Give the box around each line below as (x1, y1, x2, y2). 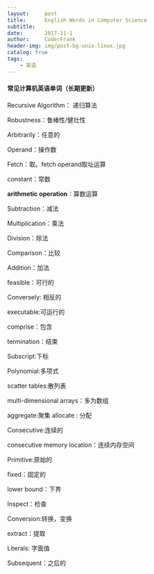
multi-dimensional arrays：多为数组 (7, 396, 109, 404)
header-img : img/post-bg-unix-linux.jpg (7, 42, 126, 49)
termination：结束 (7, 337, 58, 345)
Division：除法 (7, 233, 49, 242)
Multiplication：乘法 (7, 219, 65, 227)
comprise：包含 (7, 322, 53, 331)
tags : (7, 56, 23, 63)
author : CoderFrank (7, 36, 76, 43)
